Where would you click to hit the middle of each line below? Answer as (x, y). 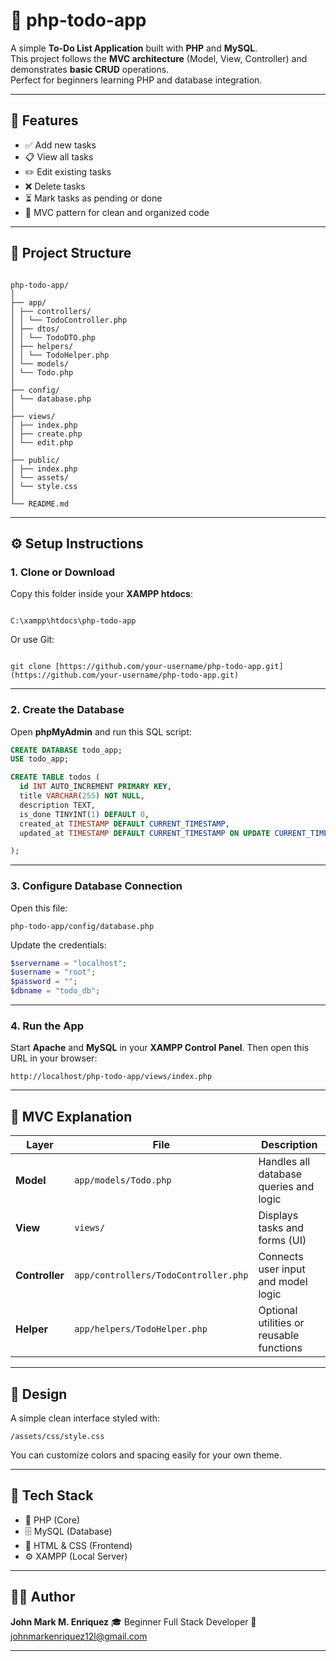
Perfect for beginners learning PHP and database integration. (136, 80)
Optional (278, 1311)
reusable (279, 1336)
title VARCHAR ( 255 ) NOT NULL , (82, 796)
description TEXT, (58, 805)
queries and (286, 1187)
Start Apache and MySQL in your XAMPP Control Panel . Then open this (160, 1048)
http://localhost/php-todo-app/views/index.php (111, 1077)
